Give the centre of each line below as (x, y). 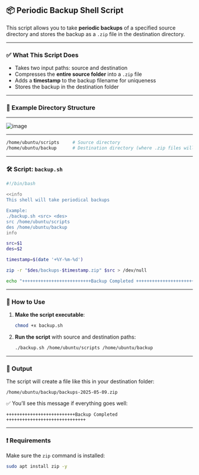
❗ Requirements (29, 441)
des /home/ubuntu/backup (37, 227)
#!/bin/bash (21, 184)
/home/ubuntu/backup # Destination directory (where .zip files (94, 148)
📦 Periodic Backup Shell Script (65, 10)
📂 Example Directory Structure (51, 108)
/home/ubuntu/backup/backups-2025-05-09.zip (62, 393)
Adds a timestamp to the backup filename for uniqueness (85, 81)
